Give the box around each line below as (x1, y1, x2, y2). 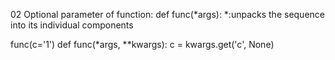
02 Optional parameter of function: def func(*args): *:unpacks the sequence (10, 9, 325, 20)
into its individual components (10, 19, 134, 31)
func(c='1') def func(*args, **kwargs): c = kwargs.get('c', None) (10, 39, 275, 50)
